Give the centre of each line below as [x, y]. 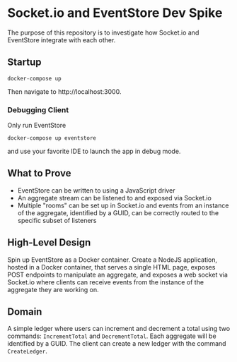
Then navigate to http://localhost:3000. [64, 91]
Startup [24, 62]
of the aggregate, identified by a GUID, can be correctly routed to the [118, 212]
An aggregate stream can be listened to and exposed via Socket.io [115, 198]
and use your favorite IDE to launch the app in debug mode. [94, 151]
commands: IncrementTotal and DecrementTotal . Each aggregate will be [112, 336]
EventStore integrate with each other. [62, 40]
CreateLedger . [27, 351]
